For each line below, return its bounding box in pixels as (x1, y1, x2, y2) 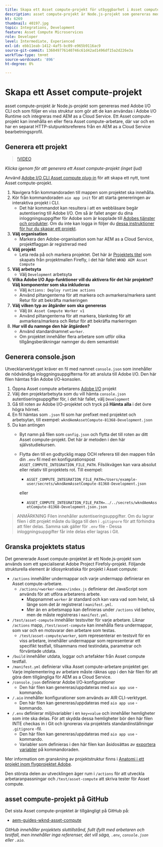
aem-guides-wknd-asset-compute (12, 817, 81, 823)
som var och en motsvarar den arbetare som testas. (12, 627, 116, 633)
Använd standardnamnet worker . (19, 328, 84, 334)
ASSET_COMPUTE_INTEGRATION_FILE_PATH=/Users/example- (26, 477, 138, 482)
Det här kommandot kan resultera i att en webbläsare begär (19, 205, 138, 211)
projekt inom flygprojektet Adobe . (5, 761, 72, 767)
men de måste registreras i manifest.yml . (26, 611, 109, 617)
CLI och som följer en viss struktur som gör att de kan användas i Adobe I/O (5, 108, 157, 114)
